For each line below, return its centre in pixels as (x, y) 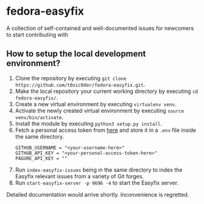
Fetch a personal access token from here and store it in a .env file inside (106, 130)
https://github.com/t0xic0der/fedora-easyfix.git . (80, 84)
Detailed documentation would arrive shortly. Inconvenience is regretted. (98, 194)
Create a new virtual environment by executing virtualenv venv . (96, 104)
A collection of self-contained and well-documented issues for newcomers (100, 28)
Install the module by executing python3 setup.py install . (89, 123)
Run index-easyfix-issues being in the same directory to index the (99, 170)
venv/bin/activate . (39, 117)
